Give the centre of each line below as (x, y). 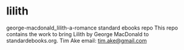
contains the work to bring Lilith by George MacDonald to (78, 34)
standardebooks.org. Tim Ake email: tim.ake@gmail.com (77, 40)
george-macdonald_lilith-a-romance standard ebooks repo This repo (92, 28)
